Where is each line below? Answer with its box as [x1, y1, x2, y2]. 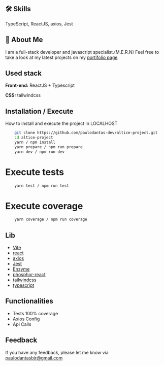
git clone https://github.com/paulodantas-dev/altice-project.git [14, 130, 158, 136]
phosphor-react [12, 272, 46, 278]
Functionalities [5, 297, 53, 306]
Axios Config [12, 316, 40, 322]
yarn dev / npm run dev [14, 149, 65, 154]
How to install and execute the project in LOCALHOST [5, 120, 118, 126]
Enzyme [12, 266, 30, 272]
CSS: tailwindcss [5, 92, 41, 98]
